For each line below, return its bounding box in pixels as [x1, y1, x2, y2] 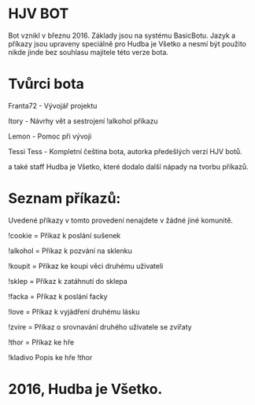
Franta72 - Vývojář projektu [8, 101, 98, 110]
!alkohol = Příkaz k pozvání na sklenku [8, 245, 132, 256]
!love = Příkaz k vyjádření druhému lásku [8, 307, 140, 316]
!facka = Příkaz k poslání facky [8, 292, 108, 301]
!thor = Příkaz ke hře [8, 337, 75, 347]
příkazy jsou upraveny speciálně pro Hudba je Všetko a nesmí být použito [8, 39, 246, 48]
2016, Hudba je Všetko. [8, 381, 163, 398]
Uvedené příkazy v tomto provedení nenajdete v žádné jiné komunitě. [8, 215, 234, 225]
